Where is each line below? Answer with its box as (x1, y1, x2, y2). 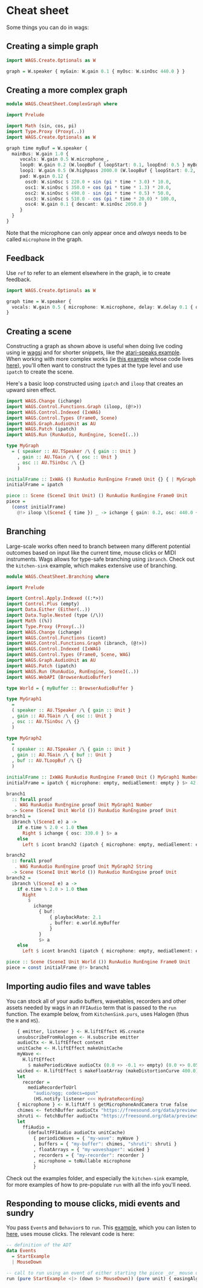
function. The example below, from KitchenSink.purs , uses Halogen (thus (6, 1010, 189, 1017)
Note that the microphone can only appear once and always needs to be (6, 229, 187, 236)
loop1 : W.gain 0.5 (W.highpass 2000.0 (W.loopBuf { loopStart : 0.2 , (19, 168, 196, 174)
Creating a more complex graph (6, 85, 128, 95)
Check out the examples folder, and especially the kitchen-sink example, (6, 1174, 189, 1181)
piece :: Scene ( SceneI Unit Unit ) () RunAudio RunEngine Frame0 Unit (6, 493, 188, 499)
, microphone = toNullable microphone (33, 1158, 131, 1164)
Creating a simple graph (6, 41, 98, 51)
